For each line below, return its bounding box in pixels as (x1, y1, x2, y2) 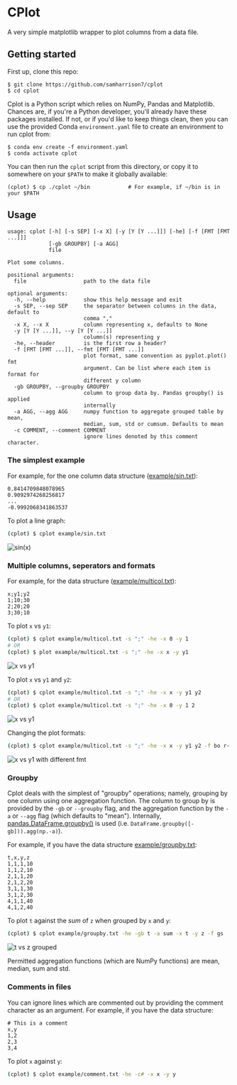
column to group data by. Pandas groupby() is (83, 389, 224, 396)
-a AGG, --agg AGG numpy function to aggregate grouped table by (13, 408, 224, 415)
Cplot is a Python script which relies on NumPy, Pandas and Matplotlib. (7, 99, 215, 108)
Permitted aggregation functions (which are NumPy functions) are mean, (7, 956, 220, 966)
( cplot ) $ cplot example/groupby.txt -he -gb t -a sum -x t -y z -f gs (7, 930, 224, 937)
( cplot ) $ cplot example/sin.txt (7, 530, 106, 537)
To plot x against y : (7, 1057, 62, 1065)
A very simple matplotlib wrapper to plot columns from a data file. (7, 28, 199, 36)
